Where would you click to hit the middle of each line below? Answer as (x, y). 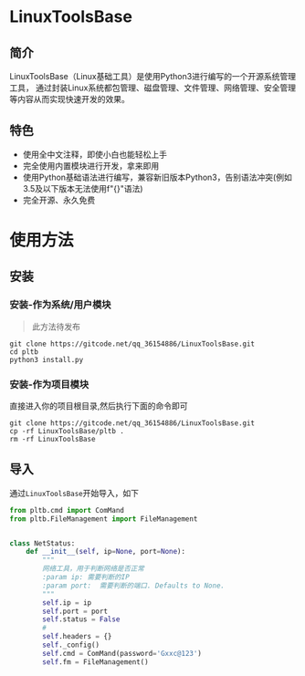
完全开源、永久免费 (59, 200)
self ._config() (71, 645)
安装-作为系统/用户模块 (60, 305)
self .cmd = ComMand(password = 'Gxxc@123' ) (122, 653)
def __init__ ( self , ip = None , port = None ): (105, 552)
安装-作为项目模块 (49, 384)
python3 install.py (47, 359)
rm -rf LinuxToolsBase (53, 439)
